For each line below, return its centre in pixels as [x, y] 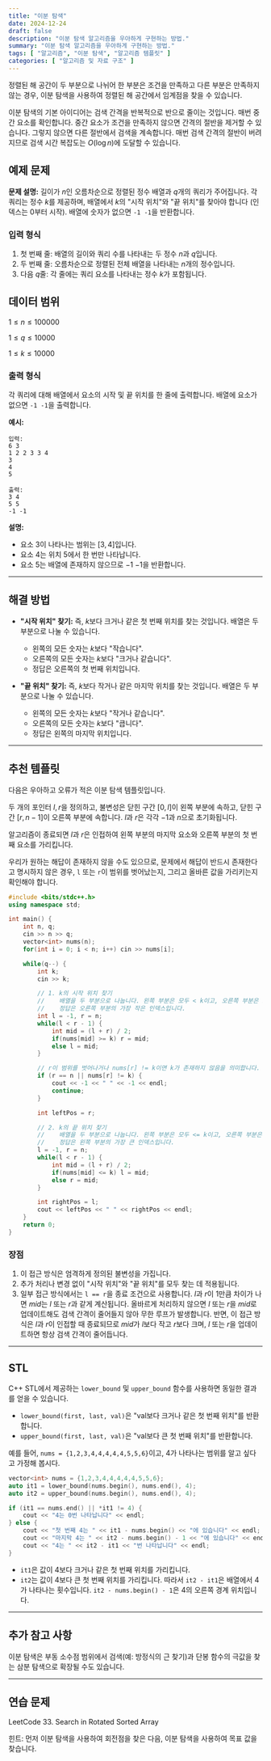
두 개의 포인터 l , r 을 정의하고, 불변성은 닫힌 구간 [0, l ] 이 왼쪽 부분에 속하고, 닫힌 [131, 807]
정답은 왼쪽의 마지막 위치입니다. [81, 733]
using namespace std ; [45, 905]
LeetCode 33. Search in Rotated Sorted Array [83, 1722]
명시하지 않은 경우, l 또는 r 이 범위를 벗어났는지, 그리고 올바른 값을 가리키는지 [137, 872]
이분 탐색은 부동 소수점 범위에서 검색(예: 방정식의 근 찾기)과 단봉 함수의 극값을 [130, 1656]
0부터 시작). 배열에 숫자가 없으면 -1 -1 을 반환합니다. [112, 212]
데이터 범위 [34, 302]
